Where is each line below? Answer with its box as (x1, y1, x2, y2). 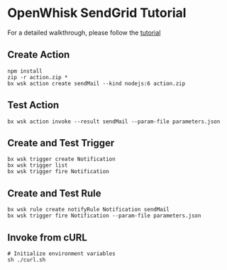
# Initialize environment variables (7, 250, 116, 257)
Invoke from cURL (7, 231, 87, 243)
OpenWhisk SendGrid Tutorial (7, 5, 187, 21)
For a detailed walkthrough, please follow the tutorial (7, 28, 161, 37)
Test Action (7, 99, 60, 111)
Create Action (7, 49, 70, 61)
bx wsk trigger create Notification (7, 155, 116, 163)
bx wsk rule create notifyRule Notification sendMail (7, 206, 170, 213)
